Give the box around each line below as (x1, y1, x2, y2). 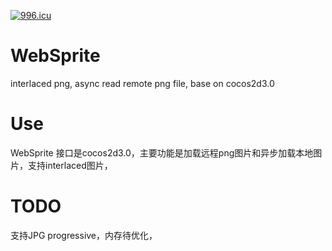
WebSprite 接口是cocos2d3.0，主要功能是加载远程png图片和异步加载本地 (10, 146, 314, 159)
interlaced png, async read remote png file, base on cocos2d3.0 (10, 77, 275, 89)
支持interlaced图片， (27, 159, 113, 171)
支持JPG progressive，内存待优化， (10, 229, 158, 241)
